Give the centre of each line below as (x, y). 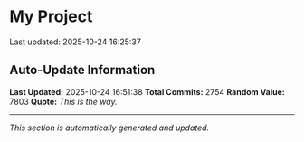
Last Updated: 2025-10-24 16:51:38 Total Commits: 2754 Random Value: (147, 91)
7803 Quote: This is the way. (63, 101)
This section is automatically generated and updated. (109, 128)
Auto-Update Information (82, 70)
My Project (51, 17)
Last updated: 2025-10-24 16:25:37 (76, 42)
